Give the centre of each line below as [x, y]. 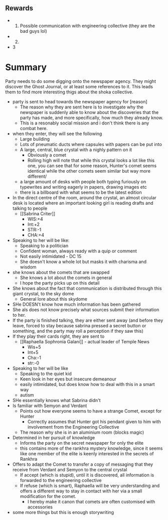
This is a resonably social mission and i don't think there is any [85, 123]
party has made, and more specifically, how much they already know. [92, 117]
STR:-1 [34, 229]
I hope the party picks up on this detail [60, 283]
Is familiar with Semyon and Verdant [50, 406]
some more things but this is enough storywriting [63, 512]
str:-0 [33, 363]
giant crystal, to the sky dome [43, 294]
